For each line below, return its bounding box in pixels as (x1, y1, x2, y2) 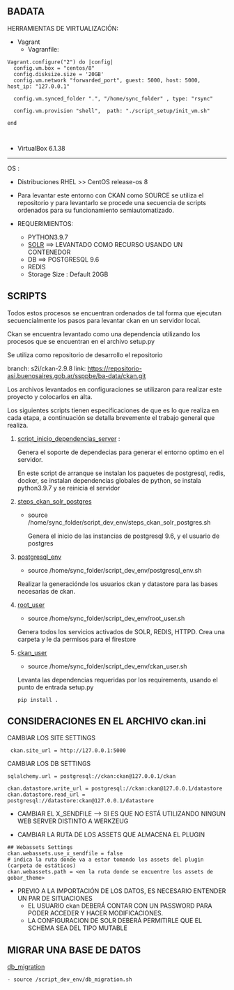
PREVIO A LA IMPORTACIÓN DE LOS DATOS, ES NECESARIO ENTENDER (17, 887, 226, 895)
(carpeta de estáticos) (7, 862, 77, 869)
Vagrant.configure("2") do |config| (7, 59, 114, 66)
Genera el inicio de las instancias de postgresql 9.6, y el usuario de (27, 532, 220, 540)
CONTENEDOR (27, 248, 71, 256)
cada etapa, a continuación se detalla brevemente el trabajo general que (7, 413, 215, 421)
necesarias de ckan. (17, 587, 76, 595)
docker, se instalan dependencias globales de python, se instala (17, 476, 202, 484)
